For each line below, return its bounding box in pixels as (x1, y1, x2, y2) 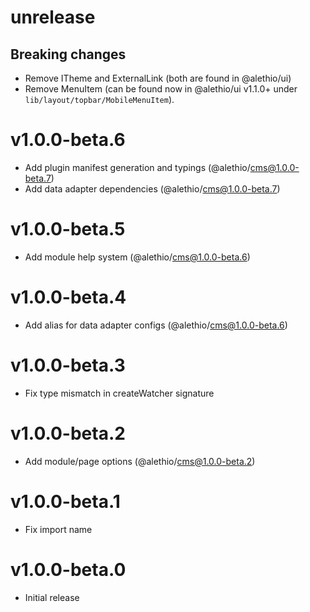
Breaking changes (10, 46, 127, 63)
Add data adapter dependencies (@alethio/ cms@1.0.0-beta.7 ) (24, 182, 281, 195)
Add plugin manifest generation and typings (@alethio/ (24, 161, 251, 173)
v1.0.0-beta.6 (10, 129, 126, 151)
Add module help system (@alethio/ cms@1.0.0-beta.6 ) (24, 251, 251, 263)
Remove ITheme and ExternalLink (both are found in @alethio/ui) (24, 72, 292, 84)
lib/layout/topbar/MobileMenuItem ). (24, 94, 175, 105)
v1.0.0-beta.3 (10, 354, 126, 376)
